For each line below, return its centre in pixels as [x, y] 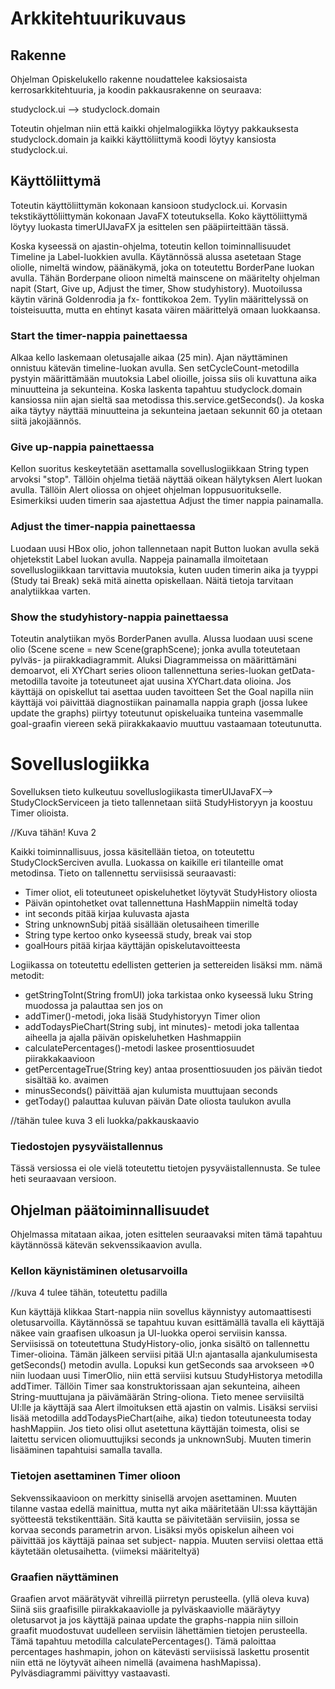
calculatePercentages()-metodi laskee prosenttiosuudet [139, 1048]
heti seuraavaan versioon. [63, 1179]
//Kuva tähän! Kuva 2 [53, 832]
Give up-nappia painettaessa [82, 447]
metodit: [27, 975]
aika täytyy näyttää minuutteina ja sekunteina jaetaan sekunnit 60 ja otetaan [166, 411]
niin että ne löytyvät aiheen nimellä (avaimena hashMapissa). [136, 1662]
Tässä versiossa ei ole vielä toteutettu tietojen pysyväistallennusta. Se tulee [165, 1168]
